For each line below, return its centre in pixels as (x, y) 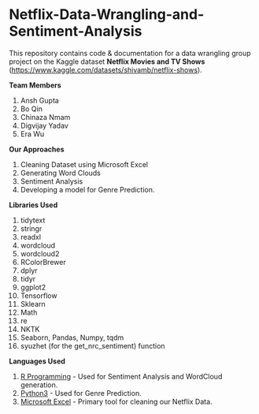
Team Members (35, 85)
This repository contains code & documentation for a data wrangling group (130, 53)
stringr (31, 228)
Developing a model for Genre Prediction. (87, 189)
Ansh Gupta (40, 100)
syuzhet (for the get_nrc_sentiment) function (92, 345)
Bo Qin (31, 109)
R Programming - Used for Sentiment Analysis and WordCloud (121, 376)
